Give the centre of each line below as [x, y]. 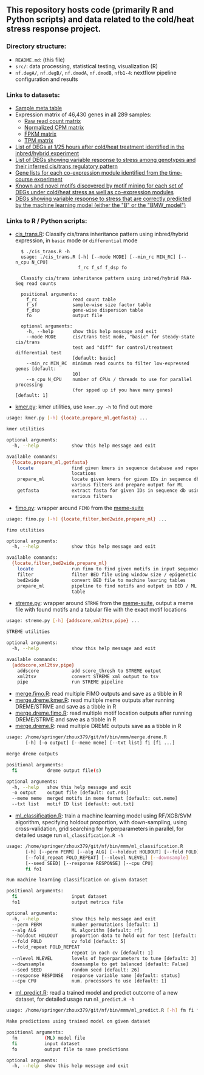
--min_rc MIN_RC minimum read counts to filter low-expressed [108, 364]
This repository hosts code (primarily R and [90, 10]
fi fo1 [34, 869]
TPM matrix [39, 140]
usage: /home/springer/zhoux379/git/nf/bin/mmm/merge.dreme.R [87, 737]
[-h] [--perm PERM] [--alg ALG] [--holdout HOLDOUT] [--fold [104, 852]
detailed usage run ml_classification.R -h [69, 835]
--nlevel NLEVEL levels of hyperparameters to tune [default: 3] [104, 958]
